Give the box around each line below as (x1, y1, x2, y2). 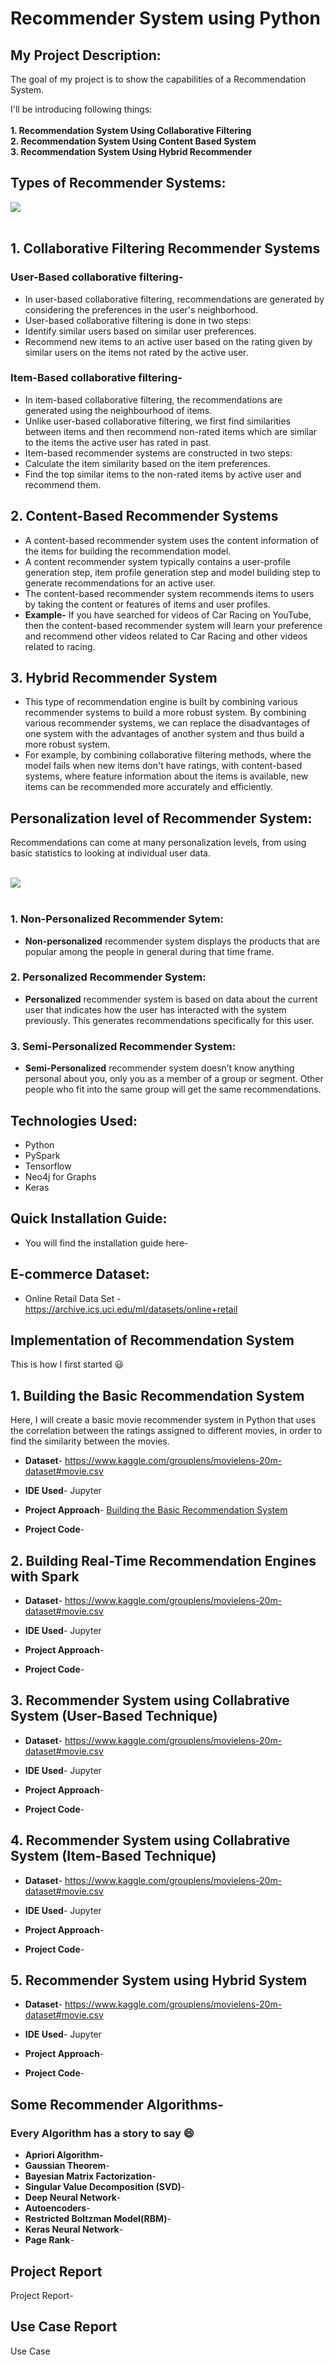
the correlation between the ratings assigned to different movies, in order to (10, 1425, 323, 1437)
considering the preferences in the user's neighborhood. (24, 303, 259, 316)
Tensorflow (24, 1160, 72, 1172)
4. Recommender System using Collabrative (10, 1832, 291, 1849)
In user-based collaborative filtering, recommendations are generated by (24, 293, 325, 305)
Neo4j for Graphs (24, 1170, 97, 1182)
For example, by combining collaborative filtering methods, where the (24, 749, 312, 761)
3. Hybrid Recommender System (10, 670, 218, 686)
